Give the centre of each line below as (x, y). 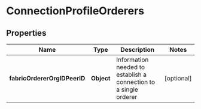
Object (100, 78)
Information (133, 60)
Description (137, 50)
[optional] (178, 78)
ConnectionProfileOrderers (75, 11)
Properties (26, 33)
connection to (136, 82)
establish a (132, 74)
